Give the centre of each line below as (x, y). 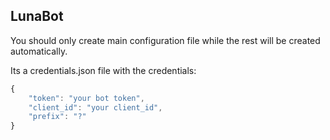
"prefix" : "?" (57, 117)
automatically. (39, 51)
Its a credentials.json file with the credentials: (103, 70)
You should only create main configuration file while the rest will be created (165, 40)
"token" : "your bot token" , (86, 98)
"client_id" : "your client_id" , (95, 107)
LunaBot (37, 16)
